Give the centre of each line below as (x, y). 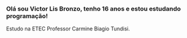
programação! (27, 16)
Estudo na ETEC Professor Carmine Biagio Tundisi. (68, 29)
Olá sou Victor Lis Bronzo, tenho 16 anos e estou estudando (93, 9)
